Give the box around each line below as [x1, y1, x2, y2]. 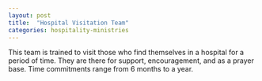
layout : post [8, 11, 51, 20]
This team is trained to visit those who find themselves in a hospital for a [8, 48, 244, 57]
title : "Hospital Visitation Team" [8, 19, 129, 27]
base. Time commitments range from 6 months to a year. [8, 64, 194, 74]
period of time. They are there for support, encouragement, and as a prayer [8, 56, 255, 65]
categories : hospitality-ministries [8, 26, 129, 34]
